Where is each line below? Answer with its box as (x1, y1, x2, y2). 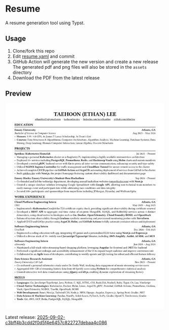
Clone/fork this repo (12, 48, 55, 54)
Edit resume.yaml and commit (12, 53, 75, 59)
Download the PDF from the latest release (12, 74, 100, 81)
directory (12, 69, 32, 75)
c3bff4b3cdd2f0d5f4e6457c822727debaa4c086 (5, 319, 107, 326)
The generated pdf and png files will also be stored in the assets (12, 64, 147, 70)
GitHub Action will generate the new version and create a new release (12, 59, 158, 65)
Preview (5, 89, 32, 98)
